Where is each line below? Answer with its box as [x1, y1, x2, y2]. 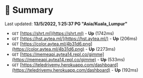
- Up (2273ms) [85, 46, 116, 52]
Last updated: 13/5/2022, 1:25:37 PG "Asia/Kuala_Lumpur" [4, 21, 128, 27]
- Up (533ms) [97, 56, 125, 62]
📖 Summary [4, 4, 53, 16]
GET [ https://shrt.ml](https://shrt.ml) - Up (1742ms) [11, 30, 114, 36]
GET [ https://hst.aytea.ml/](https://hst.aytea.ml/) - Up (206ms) [11, 36, 138, 41]
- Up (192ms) [111, 67, 139, 73]
